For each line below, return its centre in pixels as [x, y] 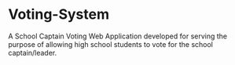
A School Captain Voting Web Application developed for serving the [118, 36]
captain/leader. [33, 52]
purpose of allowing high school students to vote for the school [111, 44]
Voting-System [59, 14]
